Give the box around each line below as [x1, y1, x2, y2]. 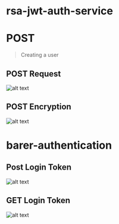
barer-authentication [6, 139, 112, 152]
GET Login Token [6, 195, 70, 205]
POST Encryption [6, 102, 71, 112]
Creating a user [20, 51, 59, 59]
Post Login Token [6, 162, 72, 173]
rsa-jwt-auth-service [6, 4, 113, 18]
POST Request [6, 69, 61, 79]
